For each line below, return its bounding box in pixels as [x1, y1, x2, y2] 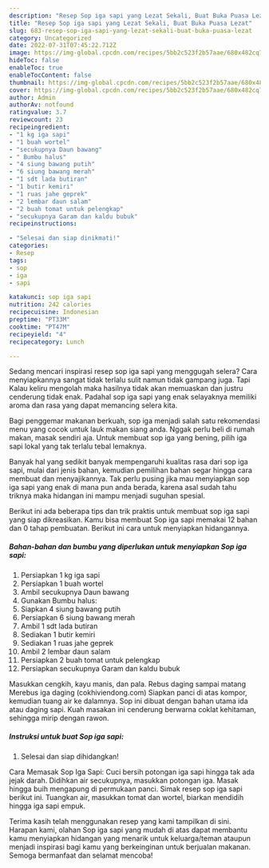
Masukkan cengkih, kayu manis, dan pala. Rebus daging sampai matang [9, 679, 247, 689]
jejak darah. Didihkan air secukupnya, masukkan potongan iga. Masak [9, 776, 239, 786]
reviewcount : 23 [9, 116, 63, 124]
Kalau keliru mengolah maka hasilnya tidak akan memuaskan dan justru [9, 384, 243, 393]
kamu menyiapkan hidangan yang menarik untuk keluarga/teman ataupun [9, 834, 251, 843]
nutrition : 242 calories [9, 301, 92, 309]
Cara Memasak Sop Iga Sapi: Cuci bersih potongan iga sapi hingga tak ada [9, 767, 255, 777]
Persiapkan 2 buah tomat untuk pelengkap [20, 655, 160, 665]
